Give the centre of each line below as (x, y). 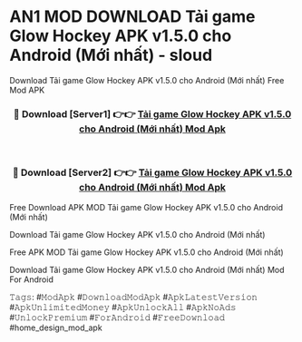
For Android (32, 279)
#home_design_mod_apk (56, 327)
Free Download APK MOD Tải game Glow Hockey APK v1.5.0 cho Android (146, 207)
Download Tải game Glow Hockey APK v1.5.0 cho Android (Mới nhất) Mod (147, 269)
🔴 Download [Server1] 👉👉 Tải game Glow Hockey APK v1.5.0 (152, 113)
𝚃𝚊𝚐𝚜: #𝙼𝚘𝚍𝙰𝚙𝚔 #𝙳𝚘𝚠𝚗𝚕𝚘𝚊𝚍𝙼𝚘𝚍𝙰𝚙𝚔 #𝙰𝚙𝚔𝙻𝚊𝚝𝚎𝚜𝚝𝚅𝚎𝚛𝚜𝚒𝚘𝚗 (134, 297)
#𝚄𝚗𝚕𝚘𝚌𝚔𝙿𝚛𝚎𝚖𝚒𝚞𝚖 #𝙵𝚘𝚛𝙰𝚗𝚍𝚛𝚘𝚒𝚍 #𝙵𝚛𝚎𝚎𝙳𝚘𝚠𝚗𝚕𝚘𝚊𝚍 (117, 317)
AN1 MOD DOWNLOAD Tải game (132, 17)
